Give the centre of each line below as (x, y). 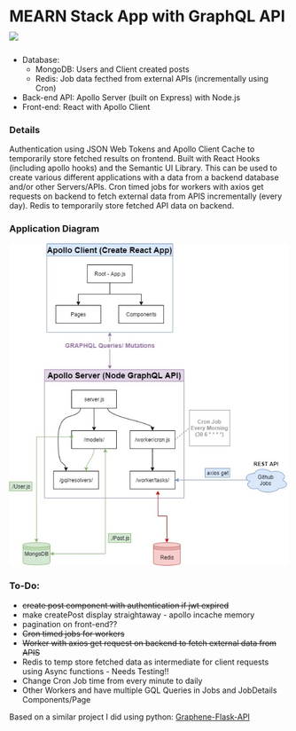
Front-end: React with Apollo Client (86, 106)
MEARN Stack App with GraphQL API (147, 16)
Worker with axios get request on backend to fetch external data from (149, 643)
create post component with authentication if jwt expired (125, 605)
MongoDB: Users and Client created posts (112, 69)
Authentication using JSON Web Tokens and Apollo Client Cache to (132, 149)
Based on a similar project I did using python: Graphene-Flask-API (130, 717)
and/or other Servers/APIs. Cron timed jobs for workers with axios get (136, 187)
